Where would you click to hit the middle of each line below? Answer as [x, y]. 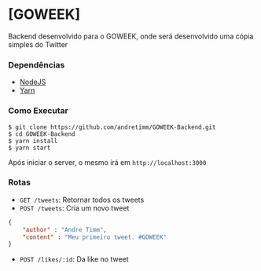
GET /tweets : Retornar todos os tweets [82, 200]
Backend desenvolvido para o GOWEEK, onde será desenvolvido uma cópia [131, 36]
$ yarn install [33, 141]
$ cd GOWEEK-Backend [42, 134]
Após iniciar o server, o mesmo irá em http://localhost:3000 [107, 162]
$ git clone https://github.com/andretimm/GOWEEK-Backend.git [112, 127]
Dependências [37, 64]
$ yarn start [29, 148]
